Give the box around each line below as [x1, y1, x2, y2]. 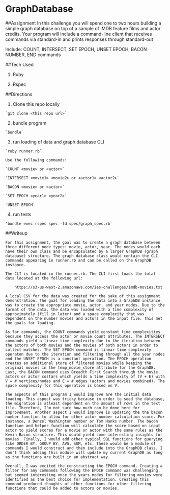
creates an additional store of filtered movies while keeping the [5, 361, 152, 366]
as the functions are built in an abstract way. [5, 454, 110, 460]
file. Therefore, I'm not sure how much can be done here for [5, 405, 140, 410]
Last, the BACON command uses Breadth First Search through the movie [5, 369, 158, 374]
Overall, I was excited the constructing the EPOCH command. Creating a [5, 463, 163, 468]
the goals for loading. [5, 320, 56, 325]
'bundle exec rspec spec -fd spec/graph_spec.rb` [5, 221, 113, 226]
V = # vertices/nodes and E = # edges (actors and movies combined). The [5, 379, 165, 384]
